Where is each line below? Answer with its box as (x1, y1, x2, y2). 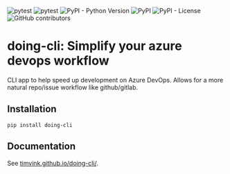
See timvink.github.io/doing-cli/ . (7, 159, 99, 167)
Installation (7, 103, 57, 115)
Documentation (7, 141, 76, 153)
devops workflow (7, 53, 109, 69)
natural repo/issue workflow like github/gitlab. (7, 83, 139, 92)
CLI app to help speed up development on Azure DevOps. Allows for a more (7, 76, 224, 84)
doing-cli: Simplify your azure (7, 38, 182, 54)
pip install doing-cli (7, 121, 73, 128)
